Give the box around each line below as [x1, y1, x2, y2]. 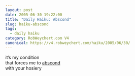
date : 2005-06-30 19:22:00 [5, 12, 62, 17]
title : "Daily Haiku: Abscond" [5, 17, 72, 22]
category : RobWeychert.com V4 [5, 36, 70, 41]
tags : [5, 26, 17, 31]
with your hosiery [5, 65, 42, 71]
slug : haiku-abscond [5, 21, 49, 27]
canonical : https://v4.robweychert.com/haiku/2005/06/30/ [5, 41, 130, 46]
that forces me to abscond [5, 59, 61, 66]
